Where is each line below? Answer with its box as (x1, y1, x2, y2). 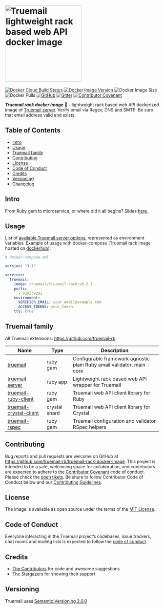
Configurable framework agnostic (73, 355, 150, 362)
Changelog (12, 181, 35, 187)
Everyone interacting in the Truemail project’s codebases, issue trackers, (5, 533, 151, 540)
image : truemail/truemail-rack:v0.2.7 (14, 282, 93, 286)
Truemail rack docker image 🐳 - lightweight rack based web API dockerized (5, 102, 160, 108)
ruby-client (7, 395, 34, 402)
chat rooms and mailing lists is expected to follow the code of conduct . (5, 539, 147, 544)
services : (5, 273, 25, 278)
